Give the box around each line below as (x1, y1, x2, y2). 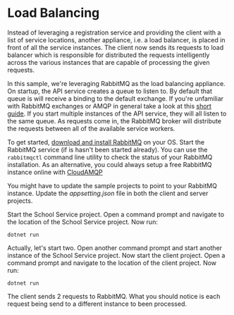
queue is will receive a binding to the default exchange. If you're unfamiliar (7, 94, 224, 103)
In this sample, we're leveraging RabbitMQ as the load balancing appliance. (7, 79, 226, 87)
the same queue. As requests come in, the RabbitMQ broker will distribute (7, 116, 222, 125)
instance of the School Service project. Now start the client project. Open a (7, 251, 226, 259)
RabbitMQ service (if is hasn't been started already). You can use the (7, 145, 208, 154)
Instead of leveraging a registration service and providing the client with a (7, 28, 221, 37)
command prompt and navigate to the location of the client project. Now (7, 259, 217, 267)
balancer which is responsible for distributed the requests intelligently (7, 51, 210, 59)
